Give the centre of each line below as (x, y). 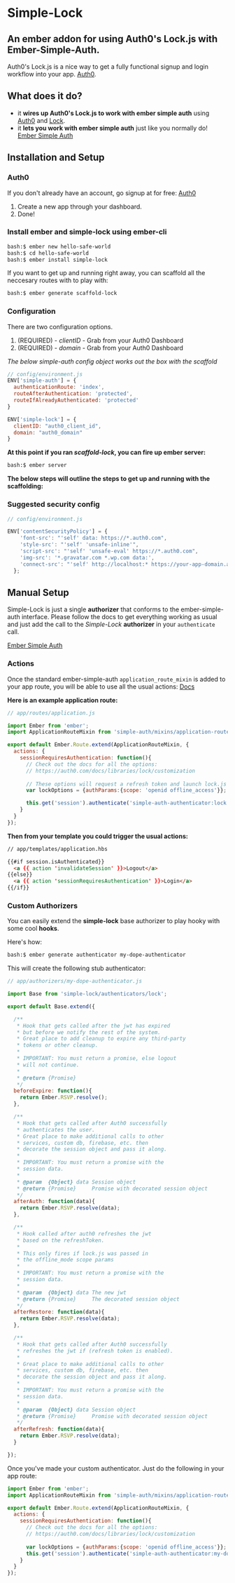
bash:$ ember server (37, 465)
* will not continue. (48, 1065)
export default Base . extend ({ (51, 1006)
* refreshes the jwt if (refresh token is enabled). (95, 1351)
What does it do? (45, 96)
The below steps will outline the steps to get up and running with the (109, 479)
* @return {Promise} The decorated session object (98, 1299)
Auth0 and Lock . (41, 120)
